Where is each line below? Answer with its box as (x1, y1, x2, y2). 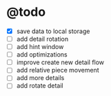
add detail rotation (16, 35, 69, 43)
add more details (16, 74, 65, 82)
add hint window (16, 43, 64, 51)
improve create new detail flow (16, 58, 105, 66)
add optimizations (16, 50, 68, 59)
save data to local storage (16, 27, 90, 35)
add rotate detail (16, 81, 63, 90)
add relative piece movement (16, 66, 99, 75)
